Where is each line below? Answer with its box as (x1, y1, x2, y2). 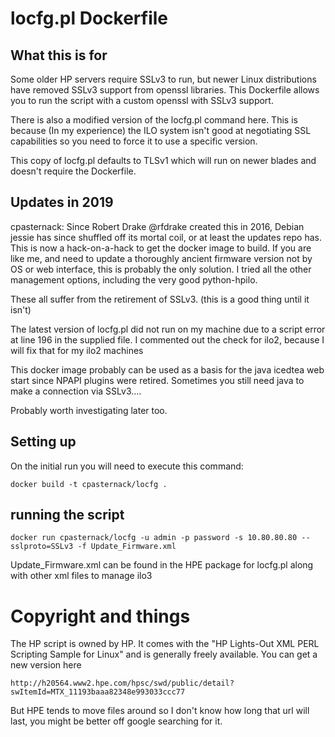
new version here (10, 659, 82, 671)
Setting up (10, 433, 77, 451)
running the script (10, 507, 125, 524)
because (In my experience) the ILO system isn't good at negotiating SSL (10, 125, 312, 136)
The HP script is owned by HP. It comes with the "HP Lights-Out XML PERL (10, 638, 320, 650)
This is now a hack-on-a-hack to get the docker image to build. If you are (10, 242, 312, 254)
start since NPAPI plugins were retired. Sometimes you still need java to (10, 374, 305, 386)
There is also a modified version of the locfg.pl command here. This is (10, 114, 298, 126)
